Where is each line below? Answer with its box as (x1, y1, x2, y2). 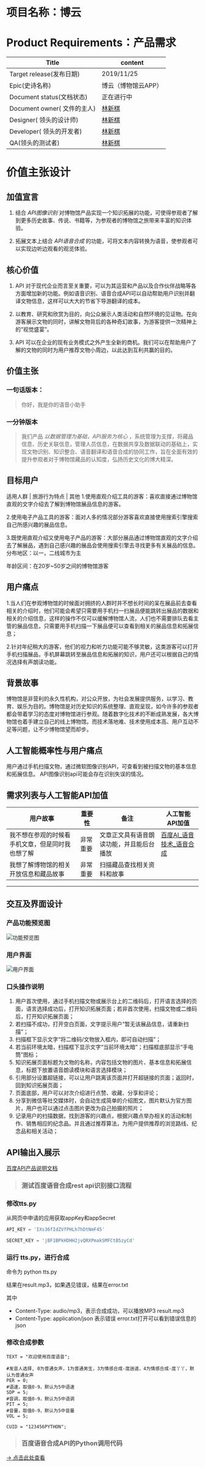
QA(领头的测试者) (9, 139, 60, 147)
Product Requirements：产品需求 (6, 36, 176, 50)
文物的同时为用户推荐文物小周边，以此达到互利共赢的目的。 (26, 346, 176, 354)
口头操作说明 (6, 982, 45, 991)
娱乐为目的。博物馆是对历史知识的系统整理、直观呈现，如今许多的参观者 (16, 703, 199, 710)
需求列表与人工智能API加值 (6, 790, 109, 800)
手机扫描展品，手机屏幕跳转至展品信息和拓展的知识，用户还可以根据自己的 (6, 650, 193, 658)
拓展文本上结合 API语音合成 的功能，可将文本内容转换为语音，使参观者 (15, 237, 193, 245)
